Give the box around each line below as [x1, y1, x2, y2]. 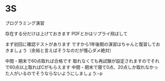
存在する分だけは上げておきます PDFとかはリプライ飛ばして [5, 30, 128, 36]
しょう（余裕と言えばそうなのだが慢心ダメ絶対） [13, 47, 114, 53]
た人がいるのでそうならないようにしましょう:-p [5, 70, 103, 76]
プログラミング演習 [5, 20, 45, 26]
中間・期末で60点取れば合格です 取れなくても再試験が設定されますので [5, 58, 151, 64]
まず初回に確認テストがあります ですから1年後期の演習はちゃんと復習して [5, 41, 156, 47]
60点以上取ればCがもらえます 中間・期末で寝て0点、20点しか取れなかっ [9, 64, 158, 70]
